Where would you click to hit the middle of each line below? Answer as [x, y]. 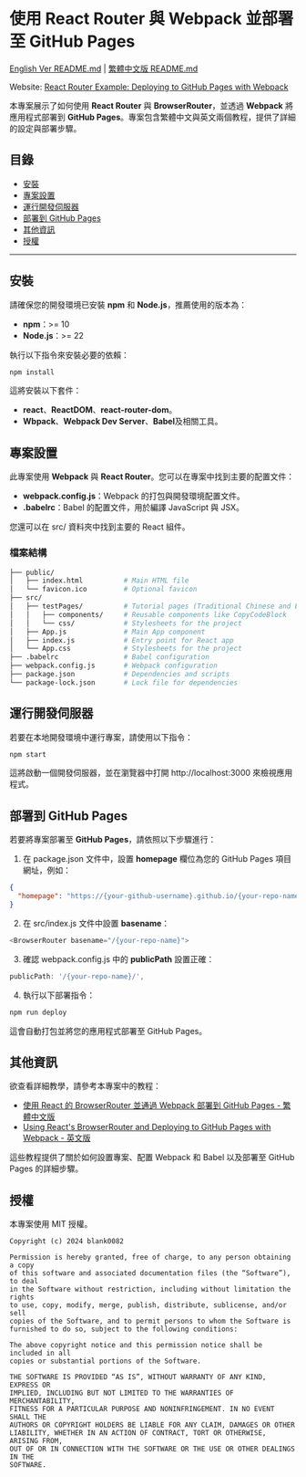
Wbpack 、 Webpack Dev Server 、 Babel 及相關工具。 [122, 422]
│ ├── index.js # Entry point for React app [122, 640]
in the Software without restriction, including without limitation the [150, 1289]
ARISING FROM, [36, 1441]
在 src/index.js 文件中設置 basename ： [96, 923]
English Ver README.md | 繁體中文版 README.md [104, 68]
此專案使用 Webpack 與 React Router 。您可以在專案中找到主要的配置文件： [152, 477]
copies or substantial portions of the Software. [106, 1361]
